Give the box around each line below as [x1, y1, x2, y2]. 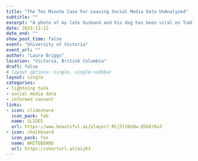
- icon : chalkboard [6, 129, 54, 136]
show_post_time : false [6, 36, 62, 42]
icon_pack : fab [11, 113, 49, 119]
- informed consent [6, 96, 54, 102]
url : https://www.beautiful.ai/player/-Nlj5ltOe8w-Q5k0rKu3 [11, 124, 162, 130]
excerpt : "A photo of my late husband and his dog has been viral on [6, 19, 181, 25]
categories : [6, 80, 35, 86]
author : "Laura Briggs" [6, 52, 65, 58]
